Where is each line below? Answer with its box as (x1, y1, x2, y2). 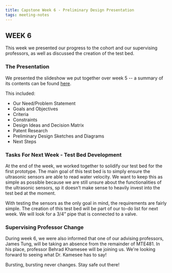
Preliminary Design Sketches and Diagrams (12, 133, 104, 139)
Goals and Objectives (12, 106, 58, 112)
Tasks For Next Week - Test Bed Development (5, 151, 122, 158)
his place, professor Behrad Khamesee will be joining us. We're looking (5, 246, 156, 252)
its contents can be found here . (5, 80, 72, 86)
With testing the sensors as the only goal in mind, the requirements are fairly (5, 200, 167, 206)
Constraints (12, 116, 37, 123)
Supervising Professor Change (5, 224, 84, 231)
